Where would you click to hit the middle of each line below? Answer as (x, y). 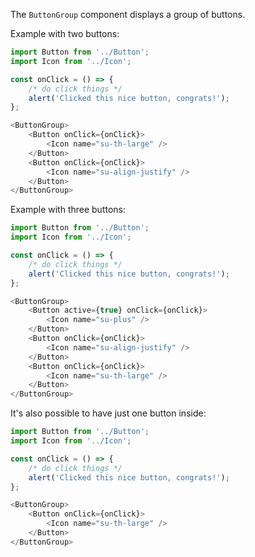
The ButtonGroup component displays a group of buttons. (128, 14)
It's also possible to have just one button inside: (108, 413)
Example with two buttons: (65, 33)
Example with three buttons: (68, 210)
